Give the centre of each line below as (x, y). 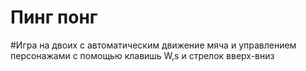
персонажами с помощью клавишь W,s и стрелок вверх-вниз (142, 55)
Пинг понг (54, 17)
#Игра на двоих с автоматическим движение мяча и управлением (153, 45)
